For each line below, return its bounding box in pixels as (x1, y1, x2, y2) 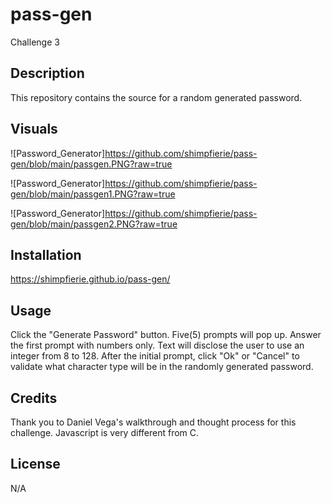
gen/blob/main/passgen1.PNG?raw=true (10, 188, 176, 200)
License (10, 456, 61, 473)
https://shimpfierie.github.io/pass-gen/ (10, 273, 171, 285)
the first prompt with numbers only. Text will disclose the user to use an (10, 339, 305, 352)
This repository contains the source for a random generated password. (10, 91, 303, 103)
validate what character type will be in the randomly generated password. (10, 361, 314, 373)
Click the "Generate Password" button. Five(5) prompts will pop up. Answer (10, 329, 322, 341)
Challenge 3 (10, 36, 60, 48)
